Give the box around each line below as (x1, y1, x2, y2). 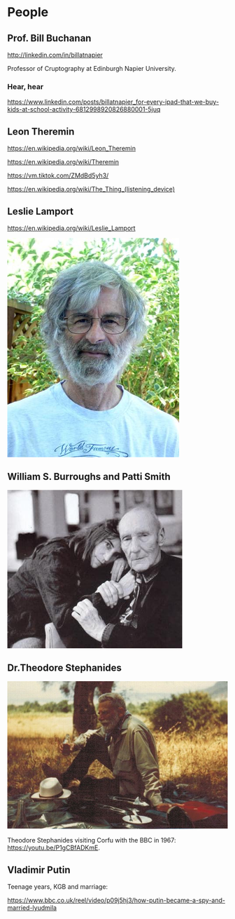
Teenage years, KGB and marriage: (7, 883, 108, 891)
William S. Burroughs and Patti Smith (7, 471, 171, 483)
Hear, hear (7, 81, 44, 91)
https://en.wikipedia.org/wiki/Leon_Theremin (7, 145, 136, 153)
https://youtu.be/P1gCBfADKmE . (7, 843, 100, 852)
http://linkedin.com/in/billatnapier (7, 51, 104, 59)
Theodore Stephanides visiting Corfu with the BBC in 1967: (7, 836, 176, 845)
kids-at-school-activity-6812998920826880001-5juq (7, 105, 161, 114)
